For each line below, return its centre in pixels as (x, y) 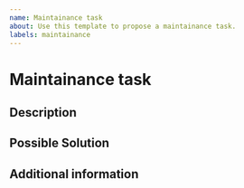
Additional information (74, 174)
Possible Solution (60, 143)
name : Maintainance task (56, 18)
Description (43, 113)
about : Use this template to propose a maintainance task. (123, 26)
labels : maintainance (50, 34)
